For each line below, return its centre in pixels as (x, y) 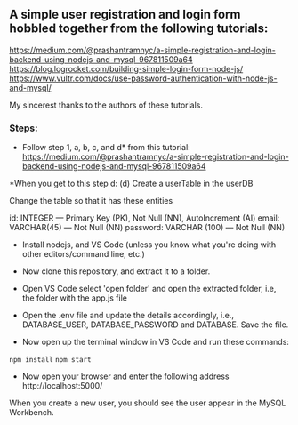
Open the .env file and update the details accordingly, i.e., (128, 316)
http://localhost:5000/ (62, 386)
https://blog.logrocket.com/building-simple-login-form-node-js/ (126, 68)
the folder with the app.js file (74, 298)
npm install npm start (50, 360)
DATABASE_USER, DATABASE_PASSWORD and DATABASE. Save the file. (155, 325)
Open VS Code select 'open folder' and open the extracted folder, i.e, (149, 289)
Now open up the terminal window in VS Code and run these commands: (155, 342)
